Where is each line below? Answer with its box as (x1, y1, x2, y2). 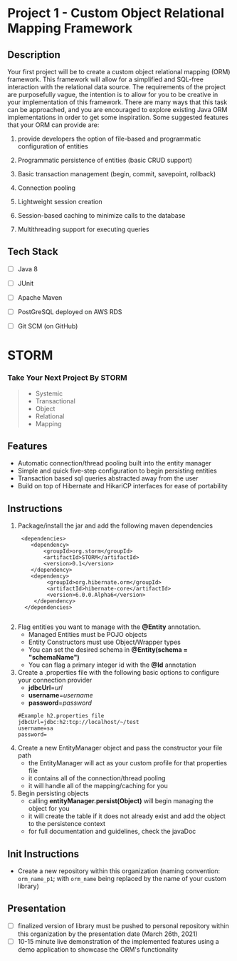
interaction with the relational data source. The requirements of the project (7, 83, 226, 91)
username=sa (17, 725, 53, 733)
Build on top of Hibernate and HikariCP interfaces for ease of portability (17, 482, 228, 490)
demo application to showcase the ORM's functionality (17, 945, 179, 954)
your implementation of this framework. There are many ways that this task (7, 98, 228, 106)
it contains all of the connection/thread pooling (28, 774, 166, 783)
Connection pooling (17, 183, 76, 192)
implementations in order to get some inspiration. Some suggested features (7, 113, 229, 121)
